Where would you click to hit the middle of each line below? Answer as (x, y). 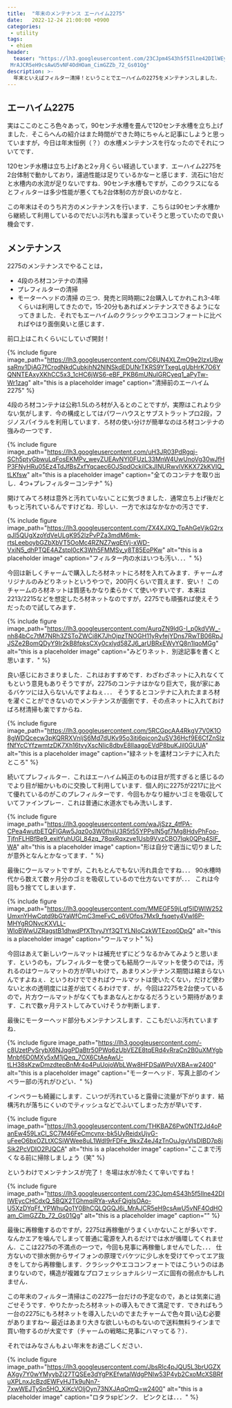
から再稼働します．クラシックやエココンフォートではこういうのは (125, 1264)
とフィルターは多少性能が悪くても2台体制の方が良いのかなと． (96, 192)
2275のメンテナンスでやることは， (57, 266)
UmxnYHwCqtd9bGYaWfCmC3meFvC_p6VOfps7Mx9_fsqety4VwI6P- (106, 916)
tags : (15, 39)
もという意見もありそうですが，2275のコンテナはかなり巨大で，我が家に (111, 683)
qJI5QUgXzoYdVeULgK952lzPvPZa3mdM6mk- (74, 535)
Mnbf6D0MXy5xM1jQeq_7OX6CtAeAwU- (65, 1057)
